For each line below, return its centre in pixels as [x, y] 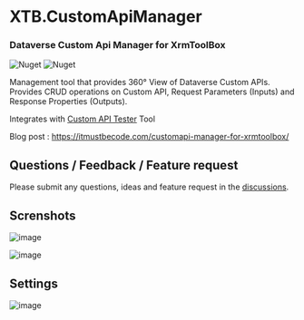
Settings [34, 283]
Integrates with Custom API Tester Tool [83, 119]
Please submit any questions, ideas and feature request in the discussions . [149, 187]
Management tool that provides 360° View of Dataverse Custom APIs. [140, 82]
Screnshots [43, 215]
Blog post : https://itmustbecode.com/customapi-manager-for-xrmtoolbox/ [149, 137]
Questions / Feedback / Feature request [124, 165]
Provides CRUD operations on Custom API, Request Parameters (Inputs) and [152, 92]
